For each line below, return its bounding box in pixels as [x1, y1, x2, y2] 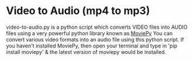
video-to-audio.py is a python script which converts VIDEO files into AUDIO [6, 23, 188, 30]
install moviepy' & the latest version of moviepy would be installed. [6, 48, 167, 55]
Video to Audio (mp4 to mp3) [6, 4, 150, 18]
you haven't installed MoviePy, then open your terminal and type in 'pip [6, 42, 177, 49]
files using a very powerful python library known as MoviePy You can [6, 29, 173, 36]
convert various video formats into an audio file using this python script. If [6, 36, 184, 43]
